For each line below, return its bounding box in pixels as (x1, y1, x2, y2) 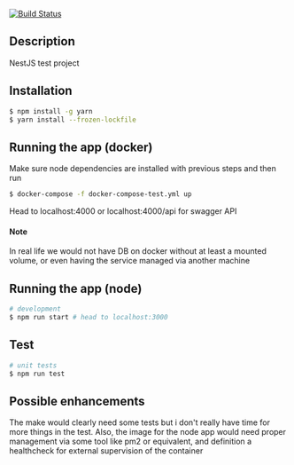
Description (9, 34, 75, 49)
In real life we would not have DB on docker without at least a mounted (9, 246, 267, 256)
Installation (9, 83, 73, 99)
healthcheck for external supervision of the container (9, 445, 204, 456)
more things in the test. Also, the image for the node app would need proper (9, 427, 286, 437)
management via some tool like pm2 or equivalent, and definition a (9, 436, 252, 447)
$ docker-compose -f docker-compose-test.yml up (9, 190, 192, 199)
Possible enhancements (9, 393, 145, 408)
